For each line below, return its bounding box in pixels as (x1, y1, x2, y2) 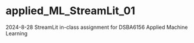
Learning (5, 29, 28, 37)
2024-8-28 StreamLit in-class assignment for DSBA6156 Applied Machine (5, 24, 188, 31)
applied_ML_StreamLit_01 (5, 4, 135, 18)
